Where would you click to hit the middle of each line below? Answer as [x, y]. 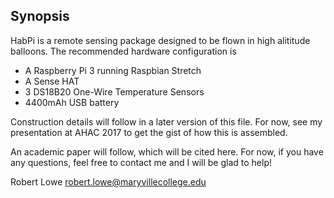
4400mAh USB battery [72, 102]
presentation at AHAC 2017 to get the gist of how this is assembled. [149, 132]
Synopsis [40, 16]
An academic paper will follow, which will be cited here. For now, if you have [167, 151]
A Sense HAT [52, 81]
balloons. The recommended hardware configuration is [123, 51]
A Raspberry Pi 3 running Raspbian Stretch [113, 70]
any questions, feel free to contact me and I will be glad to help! [141, 162]
